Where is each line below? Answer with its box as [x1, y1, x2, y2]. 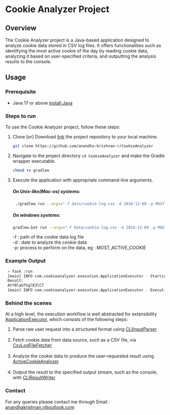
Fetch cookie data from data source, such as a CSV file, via [12, 337, 136, 343]
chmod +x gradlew [12, 168, 50, 173]
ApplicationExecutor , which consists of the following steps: [5, 316, 128, 322]
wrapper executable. [12, 158, 56, 164]
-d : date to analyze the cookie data [12, 239, 87, 246]
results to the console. [5, 59, 52, 64]
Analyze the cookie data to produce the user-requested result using [12, 353, 154, 359]
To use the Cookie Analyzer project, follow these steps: [5, 124, 120, 130]
